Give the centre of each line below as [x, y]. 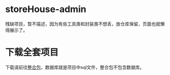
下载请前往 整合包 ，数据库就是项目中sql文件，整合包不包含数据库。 [75, 67]
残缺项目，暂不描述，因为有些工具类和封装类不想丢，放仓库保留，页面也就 [83, 24]
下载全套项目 [32, 53]
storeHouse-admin [46, 9]
